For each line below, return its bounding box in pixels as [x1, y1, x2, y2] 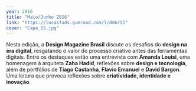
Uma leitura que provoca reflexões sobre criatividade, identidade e [6, 72, 171, 79]
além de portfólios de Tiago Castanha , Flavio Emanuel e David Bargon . [6, 66, 181, 73]
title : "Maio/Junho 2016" [6, 14, 70, 20]
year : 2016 [6, 8, 33, 15]
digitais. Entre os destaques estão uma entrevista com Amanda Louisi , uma [6, 53, 191, 60]
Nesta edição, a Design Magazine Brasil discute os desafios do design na [6, 41, 188, 48]
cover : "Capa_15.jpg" [6, 25, 60, 31]
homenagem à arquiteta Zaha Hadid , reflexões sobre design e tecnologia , [6, 60, 187, 67]
